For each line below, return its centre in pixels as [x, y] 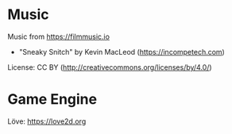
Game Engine [52, 100]
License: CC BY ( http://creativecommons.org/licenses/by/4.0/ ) [110, 67]
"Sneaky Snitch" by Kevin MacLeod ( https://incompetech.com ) [122, 52]
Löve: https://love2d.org [47, 121]
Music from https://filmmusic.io [59, 36]
